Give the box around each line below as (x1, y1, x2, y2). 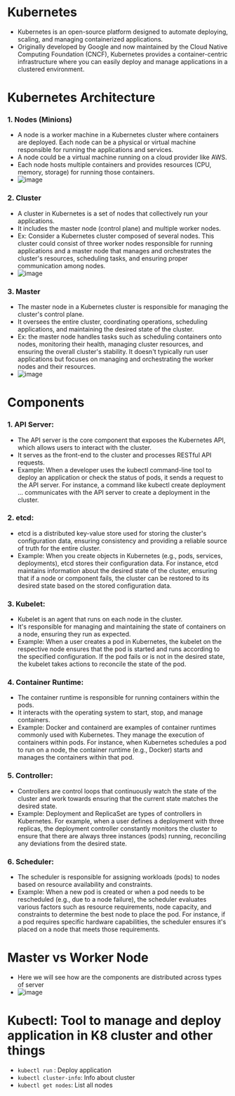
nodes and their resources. (17, 363, 96, 371)
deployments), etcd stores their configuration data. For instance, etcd (17, 559, 219, 567)
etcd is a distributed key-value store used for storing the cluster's (17, 529, 207, 537)
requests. (17, 458, 46, 467)
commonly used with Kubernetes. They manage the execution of (17, 731, 205, 739)
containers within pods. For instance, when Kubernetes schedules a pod (17, 738, 227, 747)
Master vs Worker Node (7, 950, 149, 966)
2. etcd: (7, 513, 34, 523)
